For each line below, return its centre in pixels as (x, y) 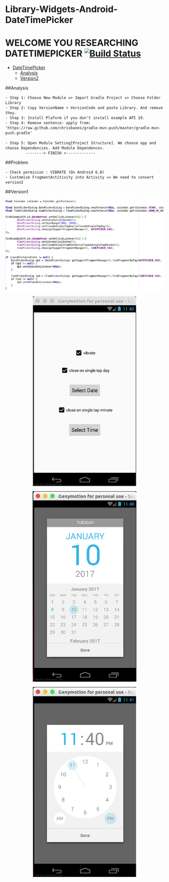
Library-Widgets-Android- (62, 9)
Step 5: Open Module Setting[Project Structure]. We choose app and (83, 143)
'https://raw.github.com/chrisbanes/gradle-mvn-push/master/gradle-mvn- (83, 128)
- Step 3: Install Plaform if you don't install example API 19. (75, 118)
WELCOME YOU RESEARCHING (72, 43)
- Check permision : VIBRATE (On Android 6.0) (55, 172)
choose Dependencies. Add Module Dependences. (55, 148)
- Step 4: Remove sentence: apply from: (48, 123)
